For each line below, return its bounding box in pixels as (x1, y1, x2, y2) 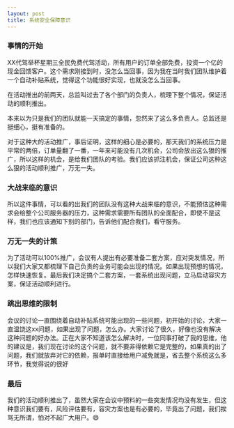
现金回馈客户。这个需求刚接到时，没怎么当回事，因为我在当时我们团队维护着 (7, 67, 227, 75)
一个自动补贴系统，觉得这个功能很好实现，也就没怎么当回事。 (7, 75, 185, 84)
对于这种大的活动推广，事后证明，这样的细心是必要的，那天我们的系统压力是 (7, 137, 227, 146)
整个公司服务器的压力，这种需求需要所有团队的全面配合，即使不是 (25, 208, 214, 217)
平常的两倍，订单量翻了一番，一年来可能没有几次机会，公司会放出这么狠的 (7, 146, 221, 154)
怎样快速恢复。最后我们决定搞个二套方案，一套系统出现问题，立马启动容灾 (7, 271, 221, 280)
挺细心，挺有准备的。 (7, 123, 68, 131)
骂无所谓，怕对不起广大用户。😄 (7, 413, 100, 422)
